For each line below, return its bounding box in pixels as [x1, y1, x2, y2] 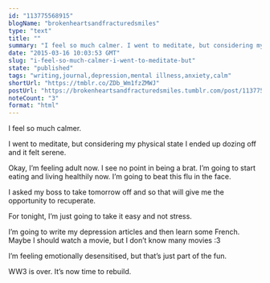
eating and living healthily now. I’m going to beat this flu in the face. [8, 172, 231, 182]
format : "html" [8, 101, 59, 109]
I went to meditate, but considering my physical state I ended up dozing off [8, 139, 257, 149]
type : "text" [8, 27, 52, 35]
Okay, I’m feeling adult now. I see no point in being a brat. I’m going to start [8, 163, 256, 173]
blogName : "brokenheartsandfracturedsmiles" [8, 19, 160, 27]
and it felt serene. [8, 148, 67, 158]
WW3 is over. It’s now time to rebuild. [8, 267, 132, 277]
